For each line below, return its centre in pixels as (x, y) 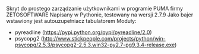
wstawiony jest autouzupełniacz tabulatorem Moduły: (71, 21)
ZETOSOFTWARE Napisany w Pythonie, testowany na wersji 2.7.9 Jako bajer (100, 15)
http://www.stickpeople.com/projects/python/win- (104, 38)
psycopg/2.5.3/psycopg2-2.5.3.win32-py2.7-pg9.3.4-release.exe (95, 45)
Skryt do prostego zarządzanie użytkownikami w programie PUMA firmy (94, 9)
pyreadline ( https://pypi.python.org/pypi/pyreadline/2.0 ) (83, 32)
